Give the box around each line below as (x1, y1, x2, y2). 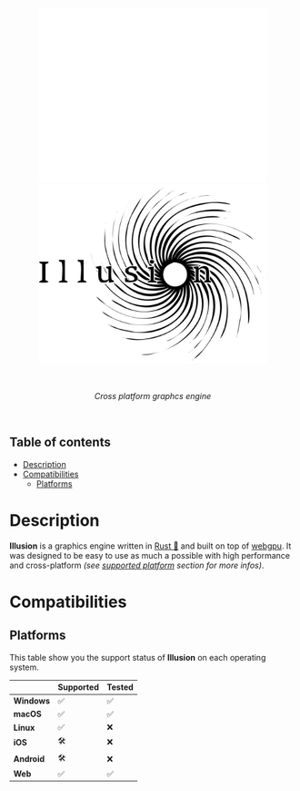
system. (9, 662, 39, 673)
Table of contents (9, 435, 111, 450)
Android (13, 754, 45, 765)
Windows (13, 695, 50, 706)
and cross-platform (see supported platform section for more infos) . (9, 560, 265, 570)
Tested (106, 682, 134, 693)
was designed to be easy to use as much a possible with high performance (9, 550, 291, 560)
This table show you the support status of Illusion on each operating (9, 652, 266, 663)
